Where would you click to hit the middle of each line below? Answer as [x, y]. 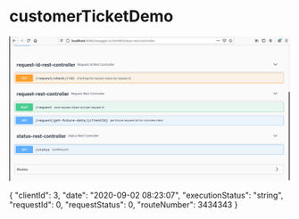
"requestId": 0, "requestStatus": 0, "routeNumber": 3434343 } [124, 205]
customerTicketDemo [91, 16]
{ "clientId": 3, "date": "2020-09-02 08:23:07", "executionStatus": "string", [146, 195]
